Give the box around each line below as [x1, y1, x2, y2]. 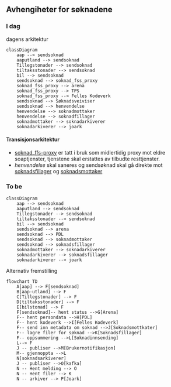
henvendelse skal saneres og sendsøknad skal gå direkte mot [14, 161, 163, 169]
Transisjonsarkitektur [6, 136, 60, 143]
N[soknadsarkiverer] [16, 355, 67, 362]
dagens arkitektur [6, 35, 48, 43]
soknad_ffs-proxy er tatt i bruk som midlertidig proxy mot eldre [14, 149, 166, 156]
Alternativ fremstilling [6, 268, 58, 275]
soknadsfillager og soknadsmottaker [14, 167, 103, 174]
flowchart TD [6, 279, 38, 285]
